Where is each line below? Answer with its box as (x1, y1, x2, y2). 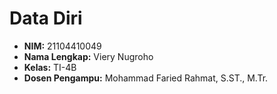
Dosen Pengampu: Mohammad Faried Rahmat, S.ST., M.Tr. (23, 72, 269, 84)
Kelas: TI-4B (23, 61, 77, 73)
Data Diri (9, 7, 83, 30)
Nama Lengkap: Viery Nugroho (23, 50, 154, 62)
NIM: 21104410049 (23, 40, 102, 52)
